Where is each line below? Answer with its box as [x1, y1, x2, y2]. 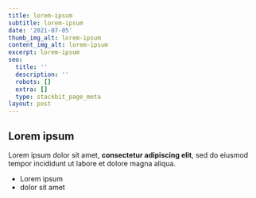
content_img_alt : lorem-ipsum [8, 41, 109, 49]
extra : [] [15, 85, 48, 93]
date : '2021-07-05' [8, 26, 73, 34]
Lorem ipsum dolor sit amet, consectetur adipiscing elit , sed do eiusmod [8, 150, 249, 159]
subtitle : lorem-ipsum [8, 19, 83, 27]
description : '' [15, 70, 69, 78]
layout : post [8, 100, 52, 108]
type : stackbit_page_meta [15, 93, 102, 101]
